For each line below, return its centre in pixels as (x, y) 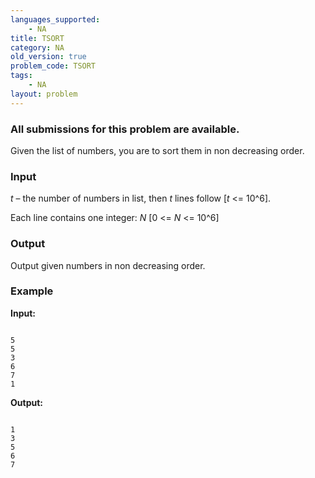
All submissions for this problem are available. (125, 129)
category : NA (37, 47)
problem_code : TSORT (53, 66)
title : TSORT (37, 38)
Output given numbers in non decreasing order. (108, 265)
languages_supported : (55, 19)
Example (32, 291)
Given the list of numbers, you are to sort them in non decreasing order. (157, 150)
